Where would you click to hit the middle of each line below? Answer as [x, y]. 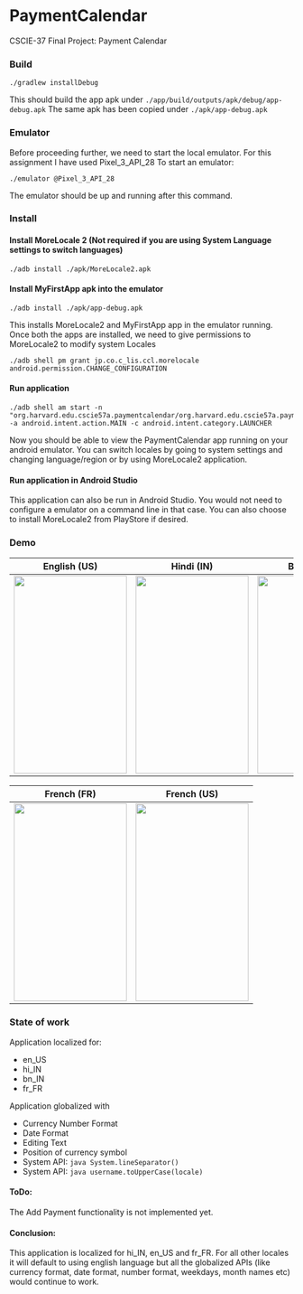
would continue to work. [54, 1282]
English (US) [70, 566]
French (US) [192, 793]
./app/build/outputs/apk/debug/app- [214, 100]
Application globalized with [60, 1106]
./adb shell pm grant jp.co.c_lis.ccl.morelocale [105, 361]
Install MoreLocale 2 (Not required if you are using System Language [141, 240]
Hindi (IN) [192, 566]
